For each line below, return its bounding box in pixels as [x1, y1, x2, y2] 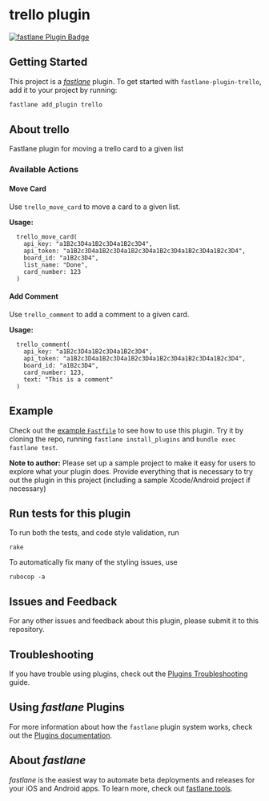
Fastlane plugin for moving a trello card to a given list [9, 144, 184, 154]
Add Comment [9, 292, 58, 301]
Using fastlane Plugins [9, 701, 125, 714]
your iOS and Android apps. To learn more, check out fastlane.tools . [9, 783, 233, 793]
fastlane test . [9, 442, 58, 452]
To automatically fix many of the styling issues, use [9, 557, 179, 567]
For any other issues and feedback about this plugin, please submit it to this [9, 616, 259, 626]
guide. [9, 678, 30, 687]
